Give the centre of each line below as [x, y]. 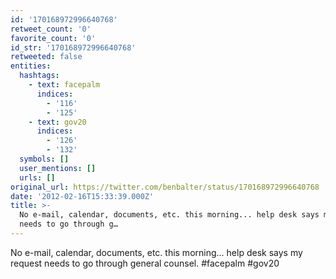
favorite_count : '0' [53, 38]
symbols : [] [44, 159]
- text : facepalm [64, 85]
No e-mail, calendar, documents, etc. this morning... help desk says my [156, 252]
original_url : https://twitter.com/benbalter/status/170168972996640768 [165, 187]
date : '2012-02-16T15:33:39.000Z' [82, 196]
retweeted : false [46, 57]
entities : [31, 66]
